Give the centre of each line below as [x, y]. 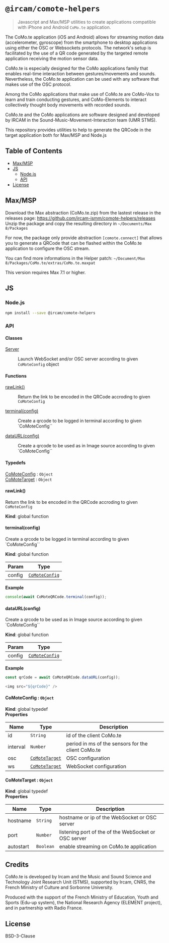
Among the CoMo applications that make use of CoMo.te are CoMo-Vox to [82, 94]
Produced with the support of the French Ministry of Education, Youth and [82, 897]
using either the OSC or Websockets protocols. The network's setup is [78, 47]
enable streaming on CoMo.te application [108, 847]
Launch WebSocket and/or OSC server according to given [78, 359]
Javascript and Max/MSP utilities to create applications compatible [87, 22]
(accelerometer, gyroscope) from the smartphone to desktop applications [81, 42]
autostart [18, 847]
